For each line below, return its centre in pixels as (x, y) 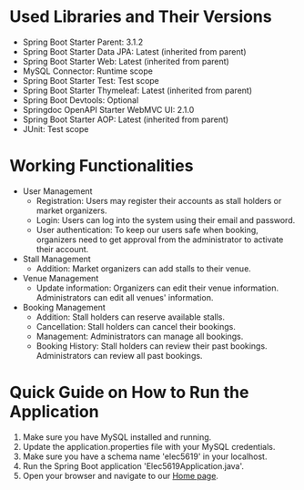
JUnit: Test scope (56, 128)
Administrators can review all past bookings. (119, 355)
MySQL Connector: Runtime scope (87, 71)
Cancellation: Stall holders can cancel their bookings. (136, 326)
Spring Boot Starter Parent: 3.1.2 (83, 42)
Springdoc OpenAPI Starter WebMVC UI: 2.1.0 (108, 109)
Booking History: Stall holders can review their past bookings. (152, 346)
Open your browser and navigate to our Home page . (120, 475)
